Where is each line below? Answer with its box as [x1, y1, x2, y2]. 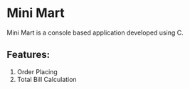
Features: [6, 49, 51, 61]
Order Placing [16, 67, 58, 76]
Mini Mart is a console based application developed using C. [6, 28, 184, 37]
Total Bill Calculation [16, 75, 77, 83]
